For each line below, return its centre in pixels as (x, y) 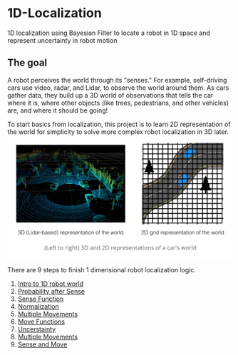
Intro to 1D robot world (51, 284)
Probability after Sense (51, 292)
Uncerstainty (37, 329)
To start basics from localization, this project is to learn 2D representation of (119, 124)
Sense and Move (42, 344)
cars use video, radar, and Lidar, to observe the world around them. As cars (118, 88)
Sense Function (41, 299)
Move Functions (41, 321)
